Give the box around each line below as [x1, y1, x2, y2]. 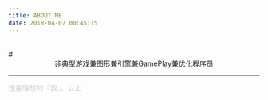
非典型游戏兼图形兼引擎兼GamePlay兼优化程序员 [54, 59, 214, 68]
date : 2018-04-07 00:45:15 [8, 19, 98, 27]
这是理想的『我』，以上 [8, 83, 82, 92]
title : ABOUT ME [8, 11, 62, 20]
